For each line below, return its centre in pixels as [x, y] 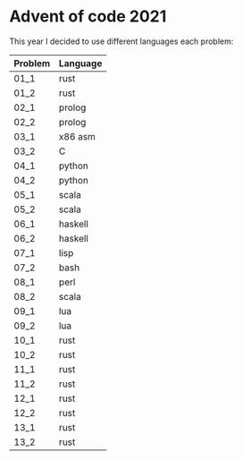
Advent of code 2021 [88, 17]
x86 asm [77, 136]
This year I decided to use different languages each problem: [121, 41]
